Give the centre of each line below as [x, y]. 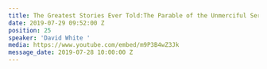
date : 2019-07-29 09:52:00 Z [56, 23]
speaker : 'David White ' [49, 38]
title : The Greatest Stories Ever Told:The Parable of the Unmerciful [128, 15]
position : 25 [30, 30]
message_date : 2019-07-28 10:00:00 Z [71, 52]
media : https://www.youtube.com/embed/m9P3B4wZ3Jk [94, 45]
